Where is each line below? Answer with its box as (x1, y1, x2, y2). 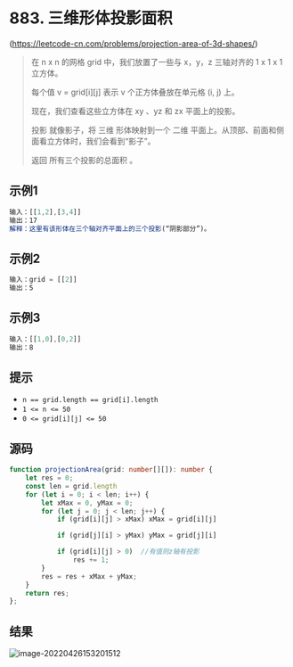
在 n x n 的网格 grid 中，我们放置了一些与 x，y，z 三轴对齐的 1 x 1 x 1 (30, 56, 283, 67)
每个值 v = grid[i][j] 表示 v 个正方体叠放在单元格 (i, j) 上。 (30, 86, 240, 97)
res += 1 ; (72, 556, 110, 564)
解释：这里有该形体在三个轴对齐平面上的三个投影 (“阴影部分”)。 (9, 224, 211, 233)
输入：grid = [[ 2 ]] (9, 276, 77, 284)
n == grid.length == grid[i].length (21, 396, 159, 405)
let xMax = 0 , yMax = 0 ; (41, 498, 134, 507)
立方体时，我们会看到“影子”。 (46, 136, 156, 146)
